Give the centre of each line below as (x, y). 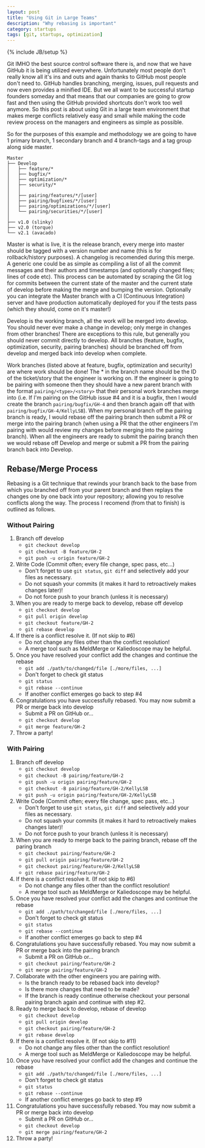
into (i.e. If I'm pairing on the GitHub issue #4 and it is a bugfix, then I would (102, 398)
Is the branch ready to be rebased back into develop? (92, 983)
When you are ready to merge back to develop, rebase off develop (99, 603)
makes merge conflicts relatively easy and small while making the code (96, 116)
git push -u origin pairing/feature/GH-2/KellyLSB (91, 795)
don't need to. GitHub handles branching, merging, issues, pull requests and (103, 84)
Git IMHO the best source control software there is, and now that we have (99, 64)
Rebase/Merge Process (52, 468)
